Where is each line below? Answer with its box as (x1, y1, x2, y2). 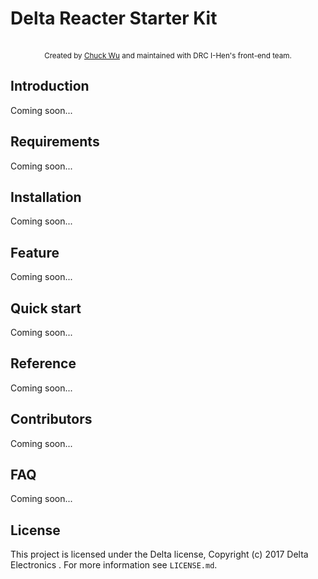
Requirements (10, 133, 100, 151)
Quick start (10, 300, 82, 317)
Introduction (10, 78, 90, 95)
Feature (10, 244, 60, 261)
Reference (10, 355, 77, 372)
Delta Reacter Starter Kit (10, 7, 218, 30)
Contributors (10, 411, 93, 428)
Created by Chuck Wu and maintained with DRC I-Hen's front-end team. (44, 50, 292, 61)
